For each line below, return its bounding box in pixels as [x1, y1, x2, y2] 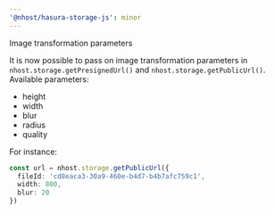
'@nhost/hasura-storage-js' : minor [9, 12, 142, 22]
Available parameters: [9, 73, 89, 85]
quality [21, 128, 48, 139]
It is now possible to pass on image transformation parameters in [9, 54, 248, 65]
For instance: [9, 146, 58, 157]
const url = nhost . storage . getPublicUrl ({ [9, 163, 170, 172]
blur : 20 [17, 188, 50, 197]
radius [21, 119, 46, 130]
